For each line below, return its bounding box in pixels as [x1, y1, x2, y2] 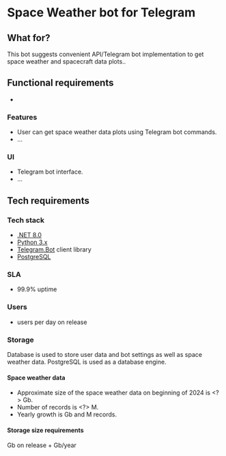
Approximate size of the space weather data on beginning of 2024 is [16, 388, 210, 397]
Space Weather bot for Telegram [7, 5, 196, 21]
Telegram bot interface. [16, 167, 83, 176]
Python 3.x [16, 238, 48, 247]
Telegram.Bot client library [16, 245, 92, 254]
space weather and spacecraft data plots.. [7, 57, 126, 66]
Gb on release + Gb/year [7, 441, 77, 449]
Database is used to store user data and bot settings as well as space [7, 350, 203, 358]
